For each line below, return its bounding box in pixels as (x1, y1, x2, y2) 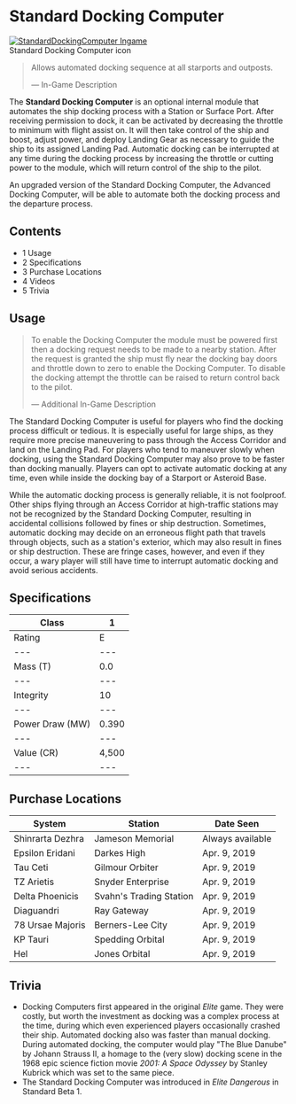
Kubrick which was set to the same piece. (21, 1068, 175, 1077)
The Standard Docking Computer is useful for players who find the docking (9, 416, 284, 426)
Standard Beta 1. (21, 1086, 82, 1096)
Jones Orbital (94, 948, 151, 960)
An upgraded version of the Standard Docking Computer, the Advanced (9, 179, 271, 190)
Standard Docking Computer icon (9, 44, 131, 55)
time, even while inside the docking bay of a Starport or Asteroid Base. (9, 472, 268, 483)
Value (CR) (13, 747, 59, 759)
